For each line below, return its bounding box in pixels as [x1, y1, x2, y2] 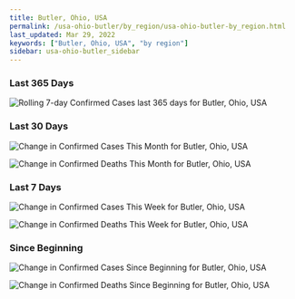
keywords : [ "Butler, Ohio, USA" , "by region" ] [9, 38, 189, 48]
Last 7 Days [9, 180, 62, 193]
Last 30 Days [9, 120, 69, 132]
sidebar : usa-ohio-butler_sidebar [9, 47, 141, 56]
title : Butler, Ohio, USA [9, 13, 107, 23]
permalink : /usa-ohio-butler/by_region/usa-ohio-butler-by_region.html [9, 22, 286, 31]
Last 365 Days [9, 77, 74, 90]
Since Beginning [9, 241, 84, 254]
